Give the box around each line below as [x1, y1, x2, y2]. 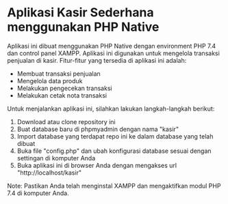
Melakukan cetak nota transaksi [16, 91, 107, 100]
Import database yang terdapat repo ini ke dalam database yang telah [16, 132, 214, 141]
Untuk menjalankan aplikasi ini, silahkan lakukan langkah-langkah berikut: [7, 104, 215, 113]
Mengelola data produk [16, 76, 84, 85]
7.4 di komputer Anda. [7, 189, 70, 197]
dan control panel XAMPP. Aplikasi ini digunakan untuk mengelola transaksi [7, 49, 220, 57]
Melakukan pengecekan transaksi [16, 84, 112, 92]
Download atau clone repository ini [16, 117, 116, 126]
